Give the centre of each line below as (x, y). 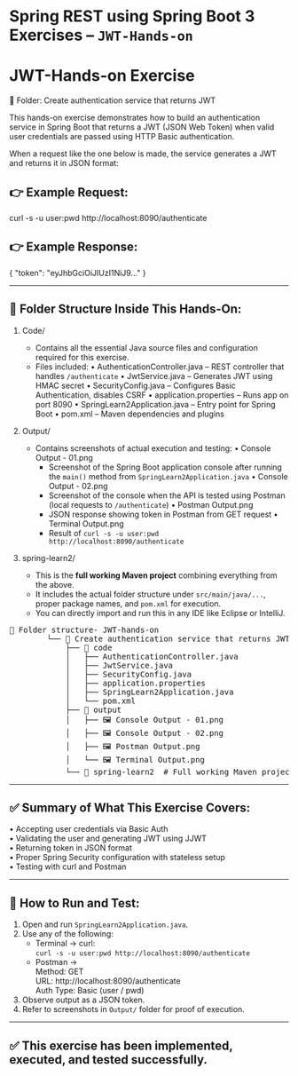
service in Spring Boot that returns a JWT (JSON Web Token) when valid (142, 127)
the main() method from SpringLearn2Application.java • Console (168, 476)
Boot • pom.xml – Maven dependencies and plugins (129, 414)
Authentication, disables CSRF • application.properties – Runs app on (162, 395)
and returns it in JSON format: (64, 163)
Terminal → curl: (65, 944)
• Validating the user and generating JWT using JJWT (108, 839)
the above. (55, 584)
